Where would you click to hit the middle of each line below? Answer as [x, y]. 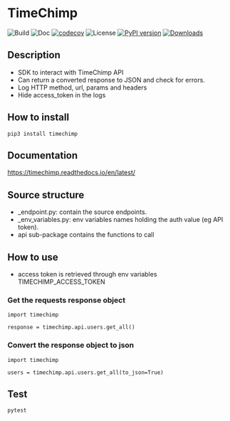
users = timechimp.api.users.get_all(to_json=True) [85, 372]
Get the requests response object [67, 300]
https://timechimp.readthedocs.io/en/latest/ [72, 173]
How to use [33, 257]
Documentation [43, 155]
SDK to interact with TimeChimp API [70, 72]
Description [34, 55]
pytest [17, 410]
